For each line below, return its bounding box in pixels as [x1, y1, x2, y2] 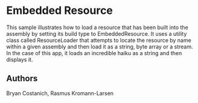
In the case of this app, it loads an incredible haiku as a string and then [6, 49, 182, 56]
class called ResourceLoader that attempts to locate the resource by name [6, 36, 191, 44]
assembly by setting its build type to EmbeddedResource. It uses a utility [6, 30, 187, 37]
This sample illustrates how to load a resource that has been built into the [6, 24, 188, 31]
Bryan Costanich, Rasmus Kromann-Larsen [6, 89, 113, 97]
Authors [6, 73, 38, 84]
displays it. [6, 56, 33, 63]
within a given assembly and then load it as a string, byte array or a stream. [6, 43, 193, 50]
